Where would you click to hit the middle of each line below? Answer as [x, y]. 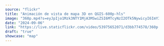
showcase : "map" [21, 36]
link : [10, 27]
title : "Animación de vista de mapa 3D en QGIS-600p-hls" [65, 14]
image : [12, 18]
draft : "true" [20, 32]
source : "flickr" [23, 9]
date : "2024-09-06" [25, 23]
